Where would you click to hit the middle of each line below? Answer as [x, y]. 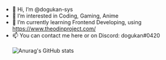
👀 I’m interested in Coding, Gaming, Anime [65, 16]
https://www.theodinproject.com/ [54, 28]
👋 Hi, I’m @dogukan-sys [42, 9]
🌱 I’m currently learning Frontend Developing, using [77, 22]
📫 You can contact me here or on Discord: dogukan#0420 [86, 35]
